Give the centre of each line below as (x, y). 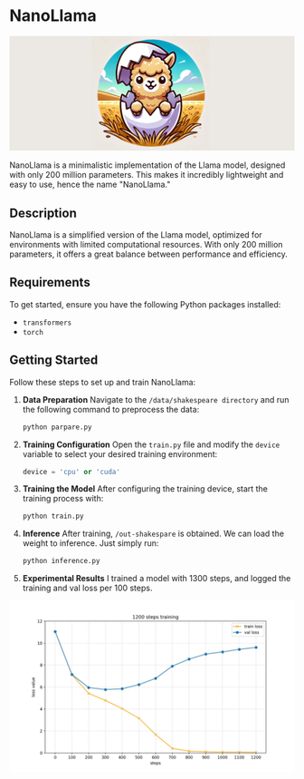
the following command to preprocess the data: (111, 409)
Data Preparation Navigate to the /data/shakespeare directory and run (156, 399)
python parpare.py (57, 427)
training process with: (63, 499)
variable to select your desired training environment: (120, 453)
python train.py (53, 516)
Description (43, 213)
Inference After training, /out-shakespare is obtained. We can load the (153, 534)
